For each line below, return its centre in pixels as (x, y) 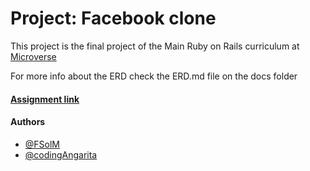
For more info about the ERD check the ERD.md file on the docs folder (154, 76)
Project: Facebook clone (113, 18)
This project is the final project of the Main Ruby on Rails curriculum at (155, 46)
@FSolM (42, 144)
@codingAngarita (61, 154)
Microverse (33, 56)
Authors (28, 122)
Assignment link (45, 99)
